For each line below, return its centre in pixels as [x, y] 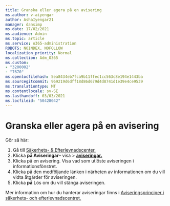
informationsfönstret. [35, 167]
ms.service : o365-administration [41, 44]
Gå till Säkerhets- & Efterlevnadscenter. [54, 150]
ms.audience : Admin [26, 34]
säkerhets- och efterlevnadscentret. [43, 198]
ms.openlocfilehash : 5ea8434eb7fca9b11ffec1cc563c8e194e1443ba [74, 77]
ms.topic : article [25, 39]
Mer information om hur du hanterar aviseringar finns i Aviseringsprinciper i [85, 193]
